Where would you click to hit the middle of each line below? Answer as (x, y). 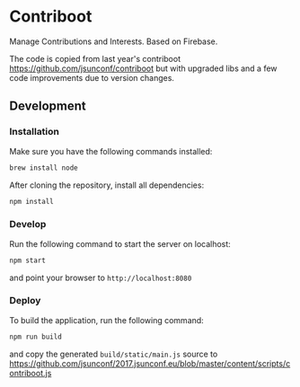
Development (48, 106)
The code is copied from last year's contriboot (95, 58)
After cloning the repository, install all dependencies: (107, 185)
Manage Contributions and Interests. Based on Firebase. (114, 41)
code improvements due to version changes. (92, 77)
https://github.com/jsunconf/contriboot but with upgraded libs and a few (143, 68)
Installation (35, 132)
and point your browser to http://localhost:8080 (101, 277)
